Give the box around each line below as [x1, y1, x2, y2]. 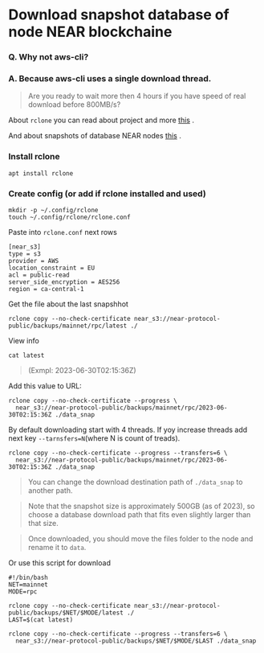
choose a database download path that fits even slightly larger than [27, 510, 251, 520]
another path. [27, 486, 74, 495]
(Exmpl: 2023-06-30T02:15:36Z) [27, 366, 136, 375]
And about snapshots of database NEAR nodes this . [8, 131, 182, 141]
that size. [27, 519, 59, 528]
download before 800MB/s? [27, 100, 121, 109]
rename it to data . [27, 543, 87, 552]
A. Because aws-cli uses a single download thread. [8, 73, 212, 84]
